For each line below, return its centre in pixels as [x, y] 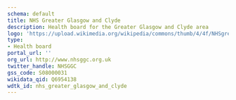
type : [15, 40]
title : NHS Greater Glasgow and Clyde [64, 20]
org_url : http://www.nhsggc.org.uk [59, 60]
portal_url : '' [29, 54]
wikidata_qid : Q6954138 [42, 79]
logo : [15, 33]
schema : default [31, 14]
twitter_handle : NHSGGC [42, 66]
